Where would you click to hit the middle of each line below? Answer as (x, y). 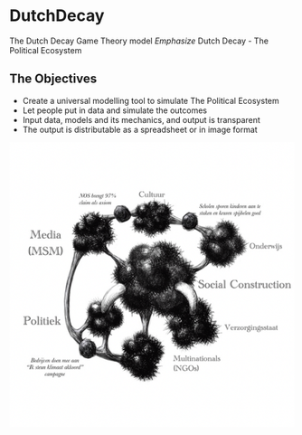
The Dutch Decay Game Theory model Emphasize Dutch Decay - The (139, 41)
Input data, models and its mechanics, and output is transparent (141, 119)
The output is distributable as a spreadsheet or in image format (140, 129)
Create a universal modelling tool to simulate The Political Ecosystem (151, 100)
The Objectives (53, 79)
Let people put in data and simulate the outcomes (115, 110)
